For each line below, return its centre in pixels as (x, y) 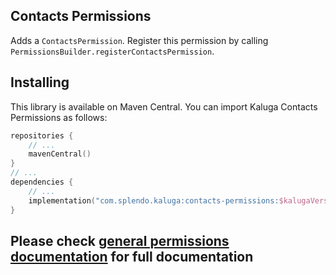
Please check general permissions (120, 240)
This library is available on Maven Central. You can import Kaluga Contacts (164, 106)
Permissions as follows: (59, 117)
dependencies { (42, 182)
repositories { (42, 135)
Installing (40, 82)
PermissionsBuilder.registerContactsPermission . (112, 51)
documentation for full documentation (132, 256)
